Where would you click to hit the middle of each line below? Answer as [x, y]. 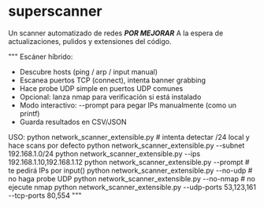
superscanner [55, 11]
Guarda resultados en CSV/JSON [73, 122]
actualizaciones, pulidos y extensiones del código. [90, 41]
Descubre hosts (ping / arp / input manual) [89, 71]
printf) [30, 113]
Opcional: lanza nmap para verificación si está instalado [110, 97]
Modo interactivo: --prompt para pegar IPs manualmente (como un [128, 105]
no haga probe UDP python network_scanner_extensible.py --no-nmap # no [132, 178]
